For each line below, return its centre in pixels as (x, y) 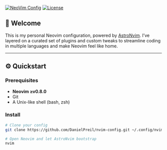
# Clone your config (27, 125)
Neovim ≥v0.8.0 (29, 91)
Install (13, 115)
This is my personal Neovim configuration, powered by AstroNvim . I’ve (78, 35)
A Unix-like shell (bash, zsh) (41, 102)
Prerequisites (22, 81)
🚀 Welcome (23, 23)
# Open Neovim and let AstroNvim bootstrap (51, 139)
